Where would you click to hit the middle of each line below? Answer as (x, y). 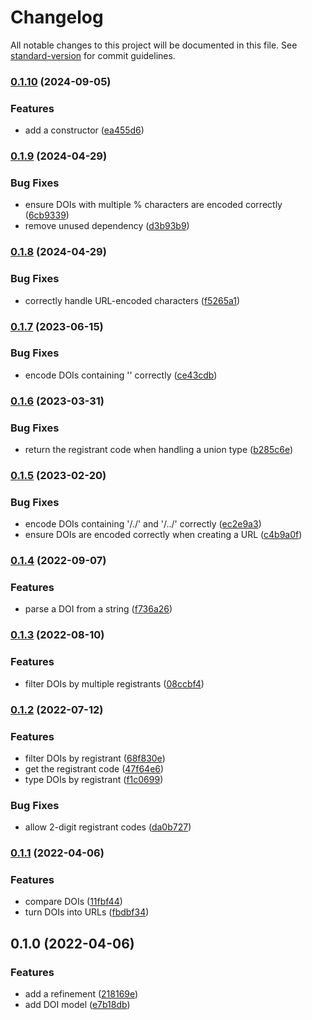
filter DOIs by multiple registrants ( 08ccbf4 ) (114, 683)
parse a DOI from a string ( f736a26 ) (98, 609)
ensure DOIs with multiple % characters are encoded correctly (153, 205)
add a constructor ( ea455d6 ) (84, 130)
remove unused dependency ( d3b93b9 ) (107, 226)
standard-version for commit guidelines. (93, 55)
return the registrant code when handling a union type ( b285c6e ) (159, 450)
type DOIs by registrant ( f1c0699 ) (94, 779)
